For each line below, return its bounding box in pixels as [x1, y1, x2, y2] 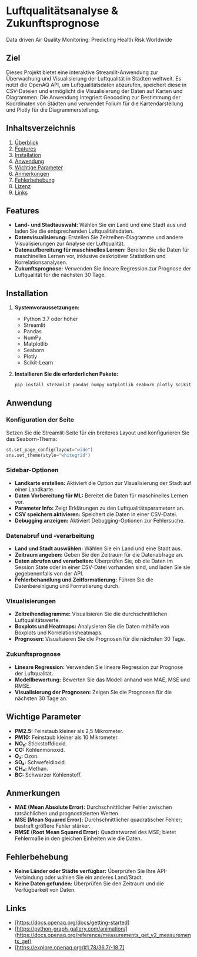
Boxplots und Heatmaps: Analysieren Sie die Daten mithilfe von [14, 623, 170, 630]
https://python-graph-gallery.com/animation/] [16, 925, 128, 932]
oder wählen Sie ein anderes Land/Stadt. [44, 874, 143, 881]
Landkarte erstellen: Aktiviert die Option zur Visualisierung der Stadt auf [14, 479, 192, 486]
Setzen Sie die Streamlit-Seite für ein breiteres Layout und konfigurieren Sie [6, 429, 190, 436]
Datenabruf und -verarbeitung [6, 531, 95, 540]
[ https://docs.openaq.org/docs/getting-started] [14, 919, 130, 926]
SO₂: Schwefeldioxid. [14, 758, 66, 765]
